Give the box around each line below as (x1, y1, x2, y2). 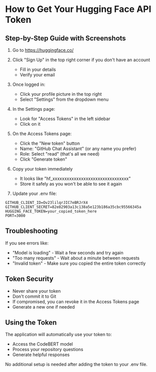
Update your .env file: (12, 190, 57, 196)
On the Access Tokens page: (12, 131, 72, 137)
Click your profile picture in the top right (19, 91, 102, 97)
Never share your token (12, 288, 61, 294)
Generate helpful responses (12, 352, 70, 358)
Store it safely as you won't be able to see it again (19, 181, 122, 186)
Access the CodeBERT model (12, 341, 73, 347)
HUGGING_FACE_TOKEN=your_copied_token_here (5, 209, 97, 214)
